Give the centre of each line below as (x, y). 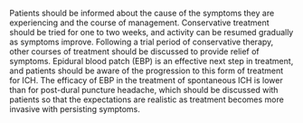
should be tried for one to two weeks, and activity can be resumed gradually (151, 32)
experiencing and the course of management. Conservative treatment (139, 23)
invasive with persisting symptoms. (75, 109)
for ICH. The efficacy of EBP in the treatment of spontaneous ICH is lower (146, 80)
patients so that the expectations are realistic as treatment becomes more (147, 99)
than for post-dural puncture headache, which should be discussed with (144, 90)
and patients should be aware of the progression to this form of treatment (147, 71)
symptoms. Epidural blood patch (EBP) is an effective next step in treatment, (151, 61)
